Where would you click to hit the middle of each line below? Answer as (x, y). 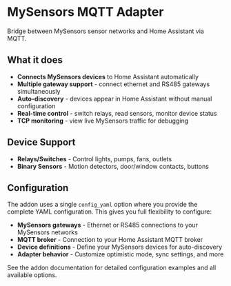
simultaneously (39, 91)
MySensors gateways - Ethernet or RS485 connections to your (108, 225)
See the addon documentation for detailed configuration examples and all (112, 268)
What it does (35, 60)
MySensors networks (47, 232)
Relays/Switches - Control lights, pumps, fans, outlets (94, 159)
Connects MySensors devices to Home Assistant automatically (108, 76)
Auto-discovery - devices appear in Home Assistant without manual (114, 99)
